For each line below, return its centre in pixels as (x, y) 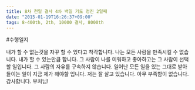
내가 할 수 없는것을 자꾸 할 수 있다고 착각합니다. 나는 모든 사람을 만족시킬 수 (92, 52)
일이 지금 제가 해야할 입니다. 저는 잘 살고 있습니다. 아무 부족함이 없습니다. (105, 74)
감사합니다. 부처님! (27, 81)
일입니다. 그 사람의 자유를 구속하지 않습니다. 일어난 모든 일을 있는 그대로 (94, 67)
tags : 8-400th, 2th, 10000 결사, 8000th (55, 22)
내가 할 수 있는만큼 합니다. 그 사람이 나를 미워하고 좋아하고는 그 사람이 (98, 60)
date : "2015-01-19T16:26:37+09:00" (50, 17)
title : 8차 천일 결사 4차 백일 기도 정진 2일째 (57, 11)
